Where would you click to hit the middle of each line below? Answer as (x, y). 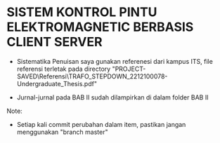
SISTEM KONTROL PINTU (82, 12)
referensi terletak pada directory (64, 69)
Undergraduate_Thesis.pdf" (57, 83)
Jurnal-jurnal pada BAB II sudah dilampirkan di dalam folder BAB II (112, 97)
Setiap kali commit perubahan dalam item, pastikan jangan (101, 124)
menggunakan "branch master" (62, 132)
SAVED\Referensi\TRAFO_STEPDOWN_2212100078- (92, 76)
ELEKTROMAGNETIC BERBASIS (100, 27)
